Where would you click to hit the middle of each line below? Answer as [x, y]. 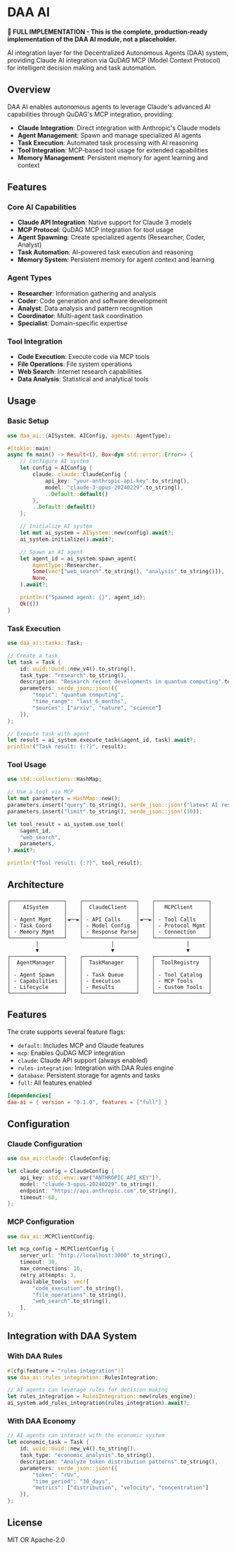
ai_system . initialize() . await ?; [67, 539]
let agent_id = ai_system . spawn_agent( [78, 558]
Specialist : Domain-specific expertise [72, 323]
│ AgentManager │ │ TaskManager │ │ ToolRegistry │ [110, 962]
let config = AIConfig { [56, 468]
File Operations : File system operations [74, 364]
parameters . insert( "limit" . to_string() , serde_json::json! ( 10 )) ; [105, 811]
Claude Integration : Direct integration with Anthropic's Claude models [119, 128]
